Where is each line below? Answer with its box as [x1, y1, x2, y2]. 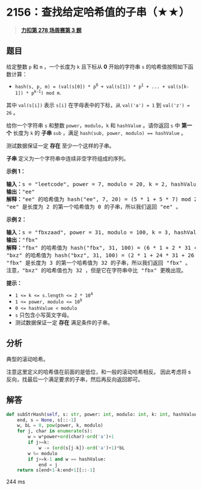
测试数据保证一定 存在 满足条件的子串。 [14, 319, 113, 326]
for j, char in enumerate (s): [17, 428, 93, 434]
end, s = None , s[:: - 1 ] [17, 417, 77, 423]
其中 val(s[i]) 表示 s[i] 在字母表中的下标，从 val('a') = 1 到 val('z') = [6, 101, 191, 108]
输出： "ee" [6, 188, 35, 195]
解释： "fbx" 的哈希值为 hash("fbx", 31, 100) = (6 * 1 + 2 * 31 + [6, 244, 198, 251]
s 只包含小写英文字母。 [14, 311, 72, 319]
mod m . [46, 88, 61, 96]
